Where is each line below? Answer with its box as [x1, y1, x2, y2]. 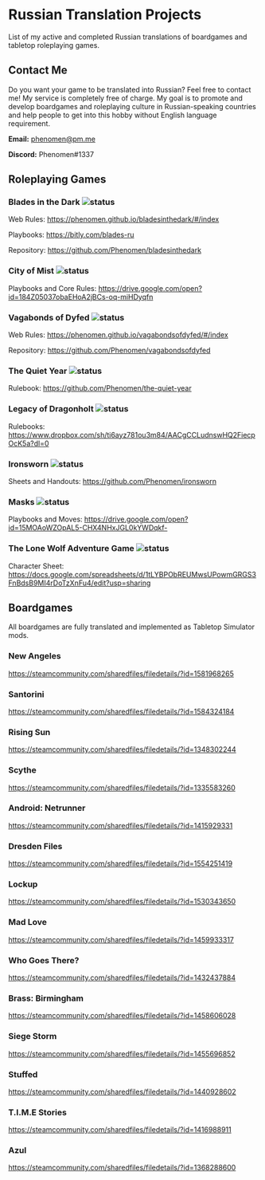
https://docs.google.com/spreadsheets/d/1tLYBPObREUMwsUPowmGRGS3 [8, 569, 257, 579]
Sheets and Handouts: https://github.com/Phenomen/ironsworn [8, 476, 217, 486]
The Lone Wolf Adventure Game [8, 543, 135, 554]
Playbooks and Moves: [8, 514, 83, 524]
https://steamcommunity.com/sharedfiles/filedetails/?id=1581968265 [8, 668, 235, 678]
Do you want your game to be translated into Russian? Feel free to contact [8, 85, 251, 94]
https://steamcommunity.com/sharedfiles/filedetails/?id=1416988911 [8, 1125, 232, 1135]
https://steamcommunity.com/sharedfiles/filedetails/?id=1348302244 [8, 745, 236, 754]
